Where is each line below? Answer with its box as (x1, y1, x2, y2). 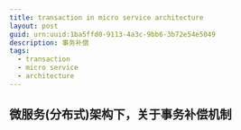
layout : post (9, 22, 59, 30)
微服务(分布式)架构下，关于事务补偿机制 (9, 107, 232, 122)
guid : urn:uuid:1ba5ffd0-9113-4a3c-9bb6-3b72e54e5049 (9, 30, 217, 39)
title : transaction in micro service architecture (9, 13, 204, 22)
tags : (9, 47, 30, 56)
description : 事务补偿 (9, 38, 89, 48)
